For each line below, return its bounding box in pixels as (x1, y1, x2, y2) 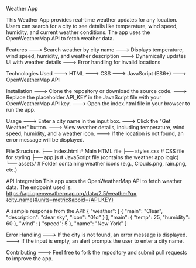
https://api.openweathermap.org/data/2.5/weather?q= (6, 190, 137, 197)
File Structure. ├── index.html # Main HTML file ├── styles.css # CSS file (6, 147, 185, 154)
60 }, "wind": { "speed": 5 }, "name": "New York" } (6, 220, 128, 227)
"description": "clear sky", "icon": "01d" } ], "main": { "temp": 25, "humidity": (6, 214, 190, 221)
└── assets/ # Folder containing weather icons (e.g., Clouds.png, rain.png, (6, 160, 187, 167)
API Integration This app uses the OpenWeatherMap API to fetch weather (6, 178, 183, 184)
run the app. (6, 106, 36, 113)
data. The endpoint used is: (6, 184, 72, 191)
